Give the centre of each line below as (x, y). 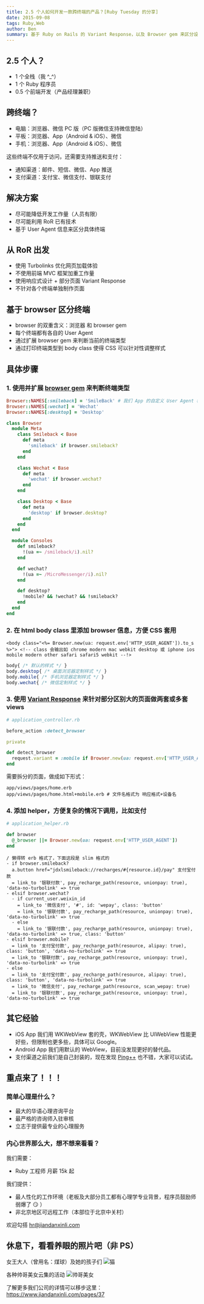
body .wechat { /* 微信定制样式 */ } (49, 682)
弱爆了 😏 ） (30, 1204)
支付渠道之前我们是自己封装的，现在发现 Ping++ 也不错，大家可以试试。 (105, 1057)
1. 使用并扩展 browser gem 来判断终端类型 (68, 388)
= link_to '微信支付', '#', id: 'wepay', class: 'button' (90, 905)
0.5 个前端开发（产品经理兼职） (54, 91)
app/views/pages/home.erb (39, 788)
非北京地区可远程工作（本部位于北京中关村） (71, 1212)
